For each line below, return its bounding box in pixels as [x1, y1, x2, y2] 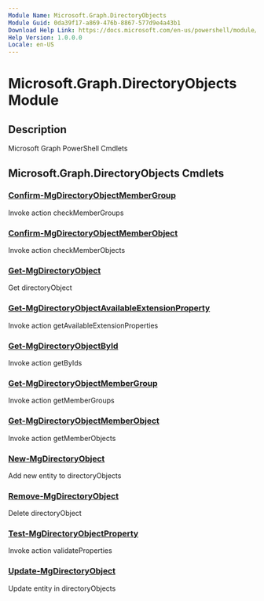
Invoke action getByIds [8, 358, 82, 367]
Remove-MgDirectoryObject [8, 490, 119, 501]
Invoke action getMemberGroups [8, 395, 115, 406]
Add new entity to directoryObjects [8, 470, 122, 480]
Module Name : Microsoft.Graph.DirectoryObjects [8, 11, 167, 20]
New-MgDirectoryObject [8, 453, 105, 464]
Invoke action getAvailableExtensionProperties [8, 321, 159, 330]
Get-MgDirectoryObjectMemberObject [8, 415, 159, 426]
